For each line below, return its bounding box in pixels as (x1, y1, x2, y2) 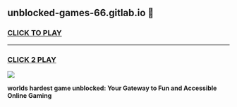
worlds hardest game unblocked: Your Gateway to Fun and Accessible (7, 84, 217, 92)
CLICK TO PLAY (7, 28, 62, 38)
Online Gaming (7, 91, 52, 99)
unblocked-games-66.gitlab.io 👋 (7, 7, 154, 19)
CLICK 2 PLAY (7, 54, 56, 64)
